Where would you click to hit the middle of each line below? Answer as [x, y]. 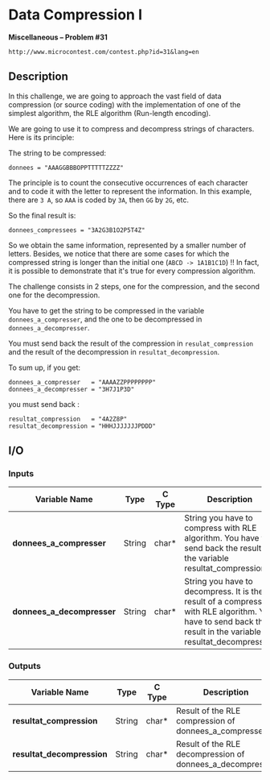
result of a [203, 602]
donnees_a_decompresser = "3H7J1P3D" [72, 389]
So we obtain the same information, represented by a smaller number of [127, 245]
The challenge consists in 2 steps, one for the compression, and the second [134, 286]
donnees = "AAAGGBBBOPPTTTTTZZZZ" [66, 168]
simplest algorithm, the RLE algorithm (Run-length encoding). [110, 113]
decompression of [210, 753]
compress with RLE [221, 528]
